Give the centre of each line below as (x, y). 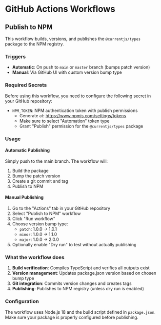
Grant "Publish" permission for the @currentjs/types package (81, 126)
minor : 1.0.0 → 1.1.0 (38, 234)
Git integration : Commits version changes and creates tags (72, 283)
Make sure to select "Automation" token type (64, 121)
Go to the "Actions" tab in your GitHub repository (61, 208)
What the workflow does (35, 257)
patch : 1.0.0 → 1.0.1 (38, 229)
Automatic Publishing (28, 151)
